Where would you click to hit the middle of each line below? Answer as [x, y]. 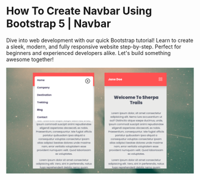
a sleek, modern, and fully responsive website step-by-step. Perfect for [94, 47]
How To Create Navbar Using [79, 11]
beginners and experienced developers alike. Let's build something [88, 53]
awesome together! [30, 59]
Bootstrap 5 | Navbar [59, 24]
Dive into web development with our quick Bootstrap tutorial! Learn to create [100, 40]
